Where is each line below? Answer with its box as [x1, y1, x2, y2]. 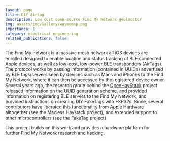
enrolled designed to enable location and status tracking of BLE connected [5, 55, 161, 61]
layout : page [5, 7, 33, 13]
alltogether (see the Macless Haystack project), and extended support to [5, 109, 157, 115]
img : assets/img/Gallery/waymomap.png [5, 21, 87, 27]
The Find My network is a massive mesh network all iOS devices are [5, 49, 148, 56]
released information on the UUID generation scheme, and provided [5, 88, 147, 94]
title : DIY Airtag [5, 12, 44, 17]
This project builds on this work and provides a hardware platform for [5, 124, 150, 130]
